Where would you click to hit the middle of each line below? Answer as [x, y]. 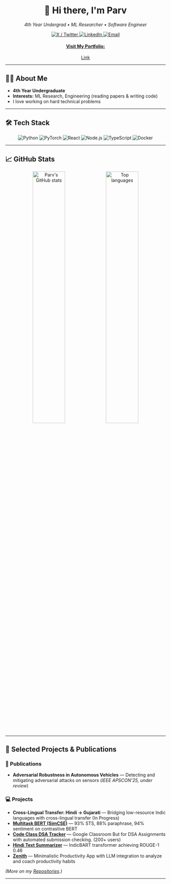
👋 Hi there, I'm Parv [85, 10]
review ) [21, 786]
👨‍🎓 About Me [26, 78]
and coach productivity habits [44, 861]
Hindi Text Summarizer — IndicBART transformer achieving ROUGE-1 [86, 845]
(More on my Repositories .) [34, 871]
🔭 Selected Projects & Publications [61, 749]
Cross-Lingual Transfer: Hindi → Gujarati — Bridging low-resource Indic [89, 812]
